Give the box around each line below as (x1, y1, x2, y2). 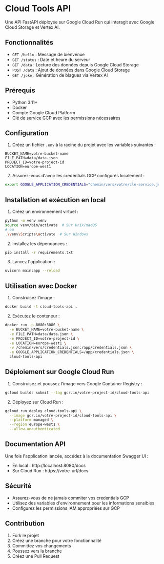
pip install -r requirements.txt (5, 250, 73, 255)
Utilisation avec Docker (5, 282, 77, 290)
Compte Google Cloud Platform (12, 109, 76, 115)
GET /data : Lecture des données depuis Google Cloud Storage (12, 62, 139, 67)
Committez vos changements (12, 543, 71, 548)
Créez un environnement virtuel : (12, 209, 79, 215)
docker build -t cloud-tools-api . (5, 304, 78, 309)
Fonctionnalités (5, 39, 54, 47)
